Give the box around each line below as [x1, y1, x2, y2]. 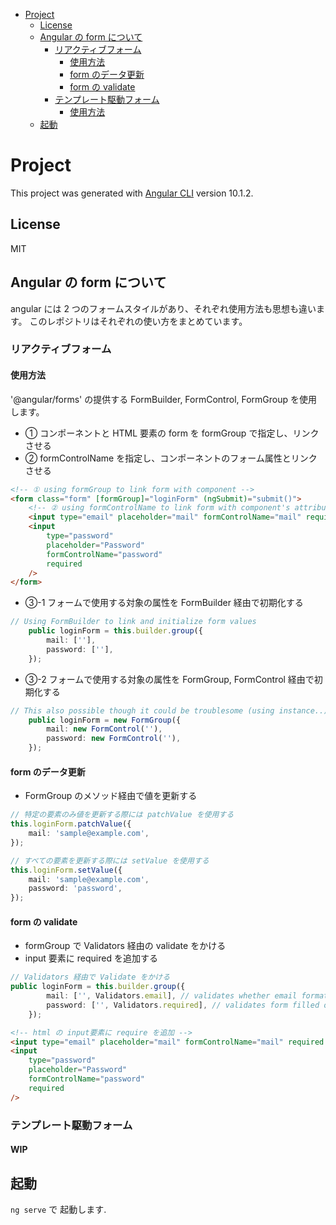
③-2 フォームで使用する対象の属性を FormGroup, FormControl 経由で [24, 673, 315, 685]
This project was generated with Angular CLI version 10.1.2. [10, 187, 254, 199]
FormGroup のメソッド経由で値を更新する [24, 790, 198, 802]
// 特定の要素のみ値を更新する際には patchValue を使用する [10, 810, 235, 820]
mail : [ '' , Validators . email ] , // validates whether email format [46, 991, 329, 1001]
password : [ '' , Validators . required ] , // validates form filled [46, 1000, 320, 1010]
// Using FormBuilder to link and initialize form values [10, 617, 257, 627]
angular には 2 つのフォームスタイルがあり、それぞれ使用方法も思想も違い [10, 302, 317, 314]
